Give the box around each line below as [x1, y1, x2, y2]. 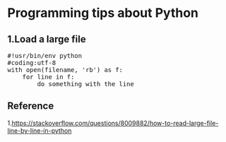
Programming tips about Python [7, 5, 199, 21]
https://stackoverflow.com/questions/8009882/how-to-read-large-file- [11, 119, 219, 127]
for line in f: [22, 73, 75, 81]
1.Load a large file [7, 33, 86, 45]
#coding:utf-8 [7, 59, 56, 66]
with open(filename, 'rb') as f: [7, 66, 124, 73]
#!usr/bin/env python [7, 52, 83, 59]
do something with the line [37, 80, 134, 88]
